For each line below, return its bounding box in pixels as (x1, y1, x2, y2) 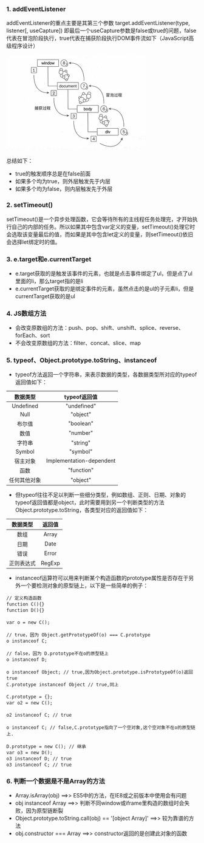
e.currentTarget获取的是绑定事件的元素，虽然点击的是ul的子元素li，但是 (15, 285, 194, 292)
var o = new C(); (6, 619, 50, 626)
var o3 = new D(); (6, 749, 53, 756)
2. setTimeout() (6, 201, 53, 210)
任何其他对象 (8, 476, 41, 484)
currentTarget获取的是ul (15, 292, 76, 299)
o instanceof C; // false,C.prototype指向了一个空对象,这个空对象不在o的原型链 (6, 725, 195, 731)
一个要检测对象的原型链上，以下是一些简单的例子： (20, 582, 149, 589)
